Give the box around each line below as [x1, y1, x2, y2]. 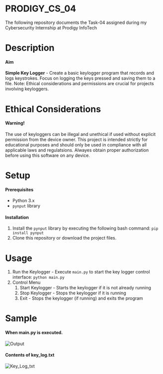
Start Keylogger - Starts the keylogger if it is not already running [19, 285, 152, 291]
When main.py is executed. [5, 330, 63, 336]
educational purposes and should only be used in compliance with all [5, 141, 147, 147]
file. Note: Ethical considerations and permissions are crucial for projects [5, 81, 154, 87]
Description [5, 42, 55, 54]
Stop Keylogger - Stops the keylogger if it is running [19, 290, 126, 296]
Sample [5, 313, 37, 324]
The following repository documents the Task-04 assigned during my [5, 19, 147, 25]
